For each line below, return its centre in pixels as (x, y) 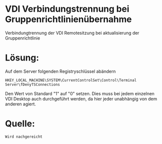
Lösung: (22, 58)
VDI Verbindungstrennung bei (67, 9)
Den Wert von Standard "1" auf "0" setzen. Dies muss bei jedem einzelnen (80, 93)
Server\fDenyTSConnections (33, 84)
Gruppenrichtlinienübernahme (69, 19)
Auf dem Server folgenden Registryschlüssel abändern (60, 71)
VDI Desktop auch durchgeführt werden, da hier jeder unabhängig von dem (81, 99)
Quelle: (20, 124)
